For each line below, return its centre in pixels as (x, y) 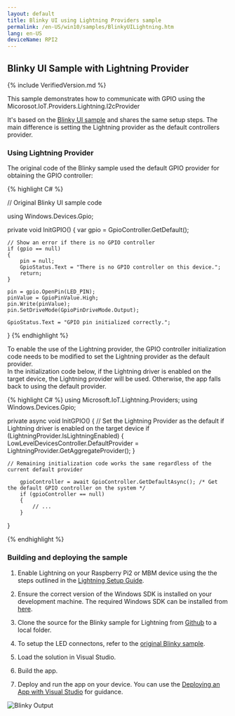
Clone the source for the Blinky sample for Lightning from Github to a (117, 622)
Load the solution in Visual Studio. (67, 657)
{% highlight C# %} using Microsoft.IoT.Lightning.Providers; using (102, 400)
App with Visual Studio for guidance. (70, 691)
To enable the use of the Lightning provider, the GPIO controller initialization (117, 349)
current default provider (45, 470)
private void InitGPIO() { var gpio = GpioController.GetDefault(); (98, 230)
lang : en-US (25, 33)
